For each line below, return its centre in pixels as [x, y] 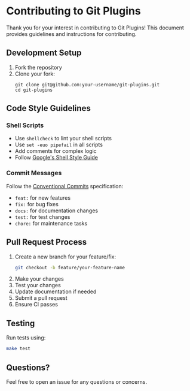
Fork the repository [39, 67]
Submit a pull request [41, 298]
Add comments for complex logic [56, 151]
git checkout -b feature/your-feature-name [70, 267]
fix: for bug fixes [36, 204]
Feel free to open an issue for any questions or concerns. [77, 381]
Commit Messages [34, 173]
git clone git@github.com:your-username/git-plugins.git [87, 85]
